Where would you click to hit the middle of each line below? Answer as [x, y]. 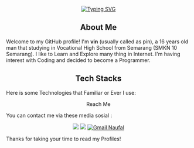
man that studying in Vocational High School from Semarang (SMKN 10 [92, 47]
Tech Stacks [98, 79]
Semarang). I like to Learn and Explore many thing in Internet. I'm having [93, 54]
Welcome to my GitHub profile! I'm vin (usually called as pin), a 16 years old [97, 42]
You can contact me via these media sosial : [59, 115]
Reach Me [98, 104]
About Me [98, 27]
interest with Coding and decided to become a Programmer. [78, 60]
